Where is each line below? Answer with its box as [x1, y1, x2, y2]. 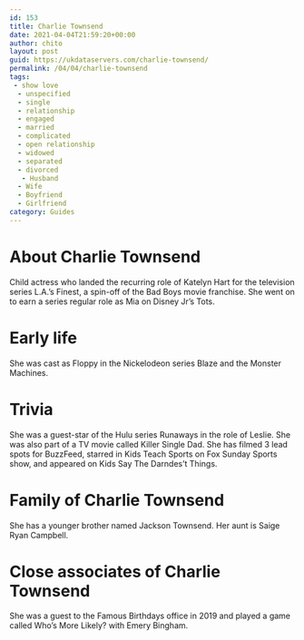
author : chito [9, 38, 64, 48]
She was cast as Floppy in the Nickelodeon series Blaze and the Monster [9, 358, 282, 369]
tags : [9, 73, 30, 82]
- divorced [17, 165, 59, 174]
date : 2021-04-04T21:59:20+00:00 [9, 30, 136, 39]
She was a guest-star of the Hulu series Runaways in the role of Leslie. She [9, 428, 291, 440]
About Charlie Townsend [9, 246, 201, 267]
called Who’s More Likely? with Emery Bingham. [9, 620, 189, 631]
